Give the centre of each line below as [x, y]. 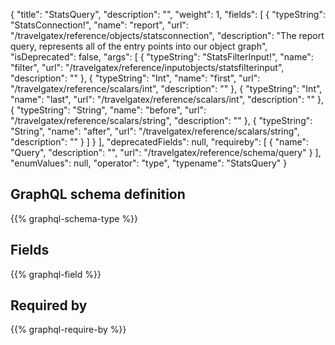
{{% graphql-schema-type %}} [74, 218]
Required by [49, 305]
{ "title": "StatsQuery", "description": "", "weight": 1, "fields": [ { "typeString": [168, 14]
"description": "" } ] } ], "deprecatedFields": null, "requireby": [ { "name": [160, 142]
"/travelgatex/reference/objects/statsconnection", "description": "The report [167, 35]
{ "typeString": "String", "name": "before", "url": [108, 110]
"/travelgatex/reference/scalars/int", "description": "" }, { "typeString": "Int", [166, 88]
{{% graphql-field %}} [56, 274]
